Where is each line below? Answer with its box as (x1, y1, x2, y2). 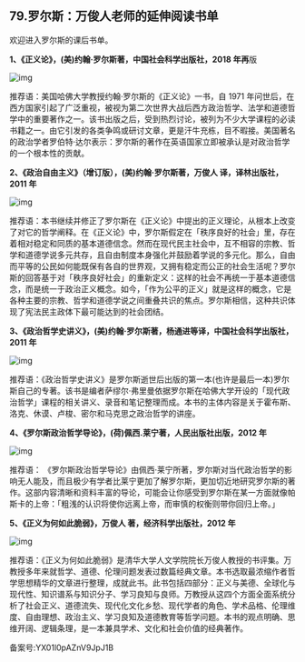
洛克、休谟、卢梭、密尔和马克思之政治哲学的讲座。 (9, 407, 201, 418)
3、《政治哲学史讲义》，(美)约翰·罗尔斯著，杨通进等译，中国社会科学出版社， (9, 326, 294, 336)
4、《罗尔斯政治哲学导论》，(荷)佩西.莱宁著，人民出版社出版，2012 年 (9, 426, 268, 438)
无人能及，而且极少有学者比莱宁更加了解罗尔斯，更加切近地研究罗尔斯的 (16, 476, 288, 486)
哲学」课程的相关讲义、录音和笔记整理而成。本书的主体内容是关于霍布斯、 (16, 396, 296, 407)
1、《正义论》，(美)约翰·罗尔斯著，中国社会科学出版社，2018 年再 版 (9, 54, 257, 65)
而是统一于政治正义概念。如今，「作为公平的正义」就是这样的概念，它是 (25, 283, 292, 294)
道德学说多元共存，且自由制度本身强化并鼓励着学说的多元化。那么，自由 (25, 249, 296, 260)
